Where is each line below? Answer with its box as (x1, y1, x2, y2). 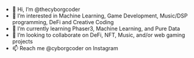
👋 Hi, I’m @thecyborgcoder (12, 6, 81, 13)
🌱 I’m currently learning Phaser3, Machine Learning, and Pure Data (12, 25, 181, 32)
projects (12, 38, 34, 45)
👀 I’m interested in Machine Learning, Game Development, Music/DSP (12, 12, 188, 19)
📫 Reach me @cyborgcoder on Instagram (12, 45, 118, 51)
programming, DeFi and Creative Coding (12, 19, 114, 25)
